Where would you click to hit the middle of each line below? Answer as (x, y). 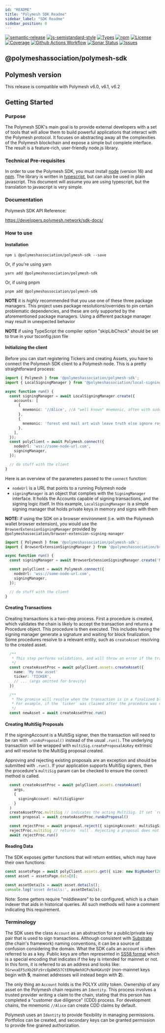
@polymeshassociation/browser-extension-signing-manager (65, 533)
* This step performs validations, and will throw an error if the (82, 658)
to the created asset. (26, 645)
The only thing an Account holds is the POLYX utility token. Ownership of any (82, 984)
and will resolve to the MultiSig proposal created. (55, 751)
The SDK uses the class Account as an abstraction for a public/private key (79, 933)
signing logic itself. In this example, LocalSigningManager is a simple (80, 503)
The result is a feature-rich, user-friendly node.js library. (62, 148)
